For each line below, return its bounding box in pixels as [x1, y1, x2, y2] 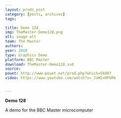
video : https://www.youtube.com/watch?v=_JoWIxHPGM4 [5, 76, 116, 81]
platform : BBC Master [5, 57, 50, 62]
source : [5, 66, 21, 71]
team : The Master [5, 39, 41, 44]
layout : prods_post [5, 7, 45, 12]
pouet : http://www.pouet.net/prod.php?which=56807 [5, 71, 112, 76]
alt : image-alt [5, 34, 37, 39]
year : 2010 [5, 48, 28, 53]
